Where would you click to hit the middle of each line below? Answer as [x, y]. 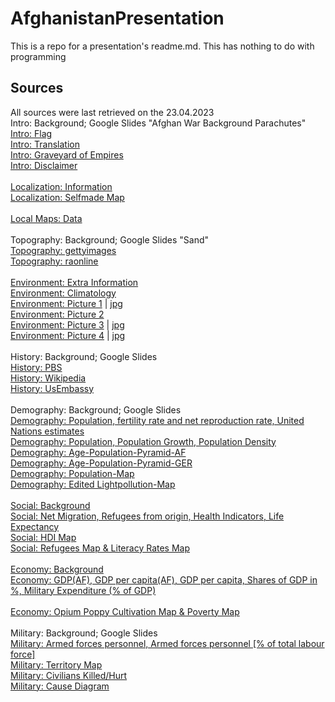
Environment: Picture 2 [57, 314]
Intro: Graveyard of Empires [67, 154]
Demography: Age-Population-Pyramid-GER [101, 463]
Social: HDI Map [43, 537]
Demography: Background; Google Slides [96, 409]
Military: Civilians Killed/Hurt [69, 675]
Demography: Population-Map [72, 473]
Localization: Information [61, 186]
